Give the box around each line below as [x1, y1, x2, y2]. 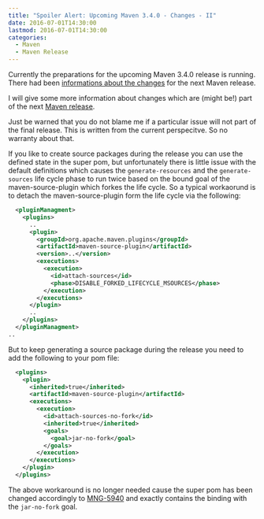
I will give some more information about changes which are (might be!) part [8, 94, 252, 102]
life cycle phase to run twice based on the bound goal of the [35, 174, 231, 184]
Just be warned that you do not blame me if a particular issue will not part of [8, 117, 257, 126]
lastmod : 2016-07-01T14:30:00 [8, 26, 108, 34]
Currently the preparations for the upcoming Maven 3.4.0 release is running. [8, 70, 256, 79]
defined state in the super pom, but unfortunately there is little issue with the [8, 158, 257, 166]
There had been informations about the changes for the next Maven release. [8, 78, 256, 87]
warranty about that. [8, 134, 75, 143]
